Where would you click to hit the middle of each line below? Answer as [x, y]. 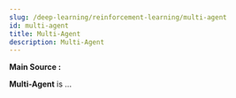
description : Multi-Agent [57, 42]
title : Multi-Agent [45, 34]
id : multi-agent [39, 26]
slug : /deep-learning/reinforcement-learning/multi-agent [118, 17]
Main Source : [35, 67]
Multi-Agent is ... [41, 84]
